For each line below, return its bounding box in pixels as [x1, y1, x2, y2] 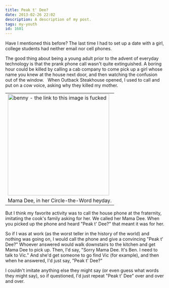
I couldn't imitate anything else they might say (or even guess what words [5, 267, 159, 274]
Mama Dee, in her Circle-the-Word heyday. [8, 197, 112, 204]
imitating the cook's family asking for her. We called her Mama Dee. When [5, 215, 160, 222]
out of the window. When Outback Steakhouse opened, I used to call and [5, 77, 160, 83]
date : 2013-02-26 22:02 [5, 12, 56, 17]
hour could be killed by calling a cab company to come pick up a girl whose [5, 66, 163, 73]
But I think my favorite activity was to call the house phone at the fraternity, [5, 210, 162, 216]
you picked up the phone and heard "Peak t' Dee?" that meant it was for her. [5, 221, 164, 227]
